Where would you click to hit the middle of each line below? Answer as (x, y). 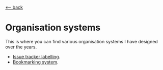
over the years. (21, 47)
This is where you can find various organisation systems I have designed (81, 41)
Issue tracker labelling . (36, 56)
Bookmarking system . (35, 62)
